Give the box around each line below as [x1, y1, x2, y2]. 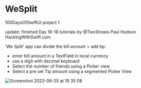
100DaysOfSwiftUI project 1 [5, 19, 60, 25]
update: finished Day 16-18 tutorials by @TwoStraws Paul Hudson [5, 29, 136, 35]
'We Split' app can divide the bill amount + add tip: [5, 43, 106, 49]
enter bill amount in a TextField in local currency [12, 53, 108, 59]
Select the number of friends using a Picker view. [12, 63, 111, 69]
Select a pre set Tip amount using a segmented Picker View [12, 68, 132, 74]
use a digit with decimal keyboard [12, 58, 80, 64]
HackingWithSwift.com [5, 34, 51, 40]
